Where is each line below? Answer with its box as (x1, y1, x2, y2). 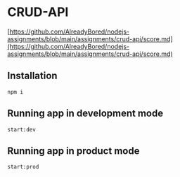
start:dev (7, 126, 37, 133)
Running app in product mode (7, 145, 140, 157)
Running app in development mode (7, 108, 164, 120)
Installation (7, 70, 58, 82)
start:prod (7, 164, 39, 171)
